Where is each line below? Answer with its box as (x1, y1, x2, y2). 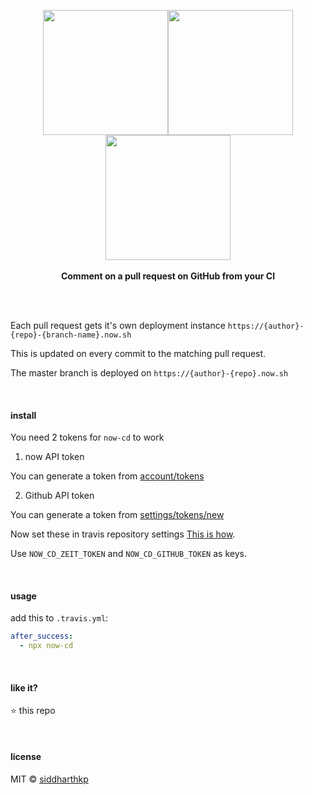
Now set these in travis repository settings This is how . (10, 528, 236, 540)
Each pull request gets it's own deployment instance (10, 320, 226, 331)
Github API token (24, 490, 95, 502)
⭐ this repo (10, 705, 56, 717)
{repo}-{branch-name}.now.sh (10, 330, 132, 340)
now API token (24, 451, 85, 463)
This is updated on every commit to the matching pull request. (10, 348, 267, 359)
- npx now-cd (19, 641, 74, 651)
